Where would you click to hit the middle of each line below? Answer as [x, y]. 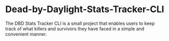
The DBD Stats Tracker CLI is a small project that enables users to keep [80, 23]
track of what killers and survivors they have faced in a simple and [75, 28]
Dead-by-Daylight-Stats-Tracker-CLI [85, 9]
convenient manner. [26, 34]
